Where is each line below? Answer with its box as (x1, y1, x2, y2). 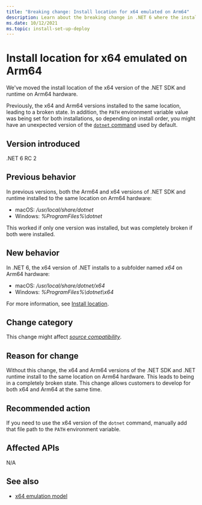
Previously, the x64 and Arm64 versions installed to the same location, (6, 102, 182, 109)
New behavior (6, 248, 60, 259)
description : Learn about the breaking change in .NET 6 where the (6, 14, 179, 20)
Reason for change (6, 350, 79, 361)
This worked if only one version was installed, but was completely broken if (6, 224, 193, 231)
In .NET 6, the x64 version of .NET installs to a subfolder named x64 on (6, 264, 183, 271)
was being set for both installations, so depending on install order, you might (6, 115, 195, 122)
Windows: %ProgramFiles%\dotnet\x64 (14, 288, 114, 295)
